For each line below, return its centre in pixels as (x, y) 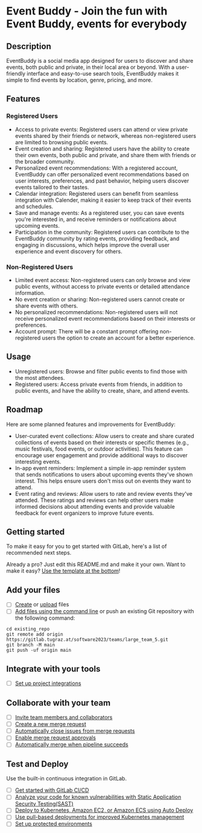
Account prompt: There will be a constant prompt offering (87, 331)
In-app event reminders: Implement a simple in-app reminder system (100, 468)
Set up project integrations (48, 683)
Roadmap (25, 410)
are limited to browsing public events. (62, 142)
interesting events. (38, 462)
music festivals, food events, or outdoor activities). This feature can (99, 449)
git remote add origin (35, 635)
